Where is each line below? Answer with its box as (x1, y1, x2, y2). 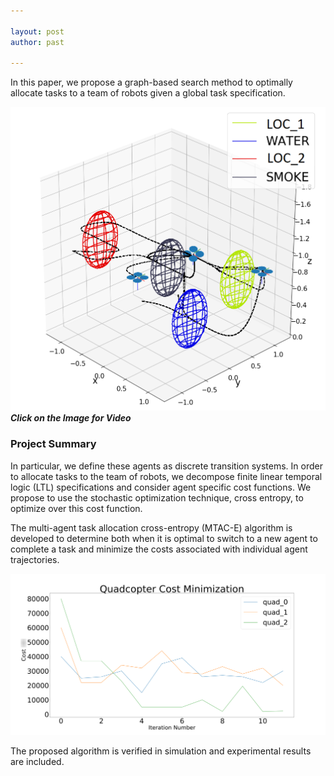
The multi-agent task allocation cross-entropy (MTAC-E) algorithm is (10, 521, 293, 534)
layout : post (10, 26, 65, 37)
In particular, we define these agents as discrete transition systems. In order (10, 460, 323, 472)
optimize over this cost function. (10, 502, 143, 514)
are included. (10, 756, 65, 768)
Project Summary (10, 437, 97, 451)
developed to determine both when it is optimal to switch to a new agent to (10, 532, 318, 544)
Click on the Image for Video (10, 412, 132, 424)
